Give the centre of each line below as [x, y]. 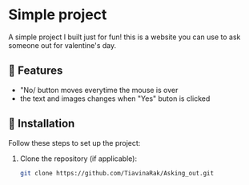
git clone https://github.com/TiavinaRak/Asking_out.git [117, 173]
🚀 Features [36, 71]
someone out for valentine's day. [62, 45]
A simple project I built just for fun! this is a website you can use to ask [124, 37]
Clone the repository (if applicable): [78, 159]
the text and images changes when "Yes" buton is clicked [115, 99]
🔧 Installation [42, 124]
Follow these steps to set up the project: [74, 143]
